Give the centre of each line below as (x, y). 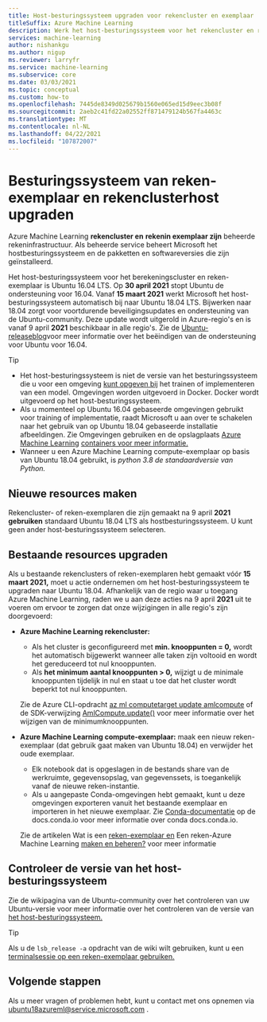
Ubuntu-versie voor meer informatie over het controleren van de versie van (131, 908)
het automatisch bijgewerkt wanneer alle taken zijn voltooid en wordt (144, 655)
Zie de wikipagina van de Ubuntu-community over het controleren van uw (129, 900)
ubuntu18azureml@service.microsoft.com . (79, 1009)
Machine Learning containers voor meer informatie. (104, 443)
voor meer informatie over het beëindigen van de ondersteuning (151, 336)
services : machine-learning (55, 38)
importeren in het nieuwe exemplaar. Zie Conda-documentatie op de (143, 811)
